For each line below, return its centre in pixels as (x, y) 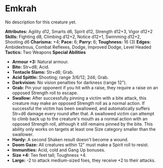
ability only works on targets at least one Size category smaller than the (84, 129)
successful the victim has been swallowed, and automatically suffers (81, 108)
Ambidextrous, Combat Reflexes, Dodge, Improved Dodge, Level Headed (78, 47)
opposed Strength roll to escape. (45, 93)
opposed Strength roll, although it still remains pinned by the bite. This (82, 124)
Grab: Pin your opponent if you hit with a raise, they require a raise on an (85, 87)
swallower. (23, 134)
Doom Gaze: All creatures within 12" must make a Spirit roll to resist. (81, 145)
